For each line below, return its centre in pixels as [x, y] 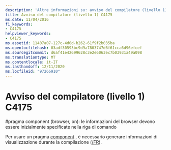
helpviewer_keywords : [28, 34]
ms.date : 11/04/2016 [27, 19]
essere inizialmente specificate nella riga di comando [61, 127]
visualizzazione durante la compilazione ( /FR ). [54, 142]
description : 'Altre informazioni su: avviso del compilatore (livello [83, 10]
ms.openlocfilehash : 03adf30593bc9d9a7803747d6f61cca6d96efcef [74, 48]
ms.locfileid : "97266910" [33, 72]
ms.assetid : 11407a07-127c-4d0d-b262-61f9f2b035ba [60, 43]
